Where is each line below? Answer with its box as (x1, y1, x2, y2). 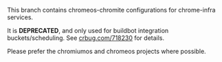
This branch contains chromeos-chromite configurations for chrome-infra (7, 6, 216, 14)
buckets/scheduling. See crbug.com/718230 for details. (7, 34, 165, 42)
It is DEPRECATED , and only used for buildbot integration (7, 27, 169, 34)
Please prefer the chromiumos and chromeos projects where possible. (7, 48, 206, 55)
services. (7, 13, 33, 21)
